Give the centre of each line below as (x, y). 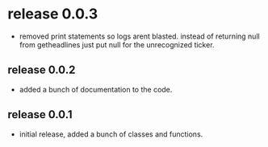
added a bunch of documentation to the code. (96, 89)
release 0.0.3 (53, 14)
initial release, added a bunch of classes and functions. (111, 134)
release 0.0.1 (40, 114)
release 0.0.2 (42, 70)
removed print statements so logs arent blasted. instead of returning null (139, 36)
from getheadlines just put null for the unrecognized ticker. (117, 44)
